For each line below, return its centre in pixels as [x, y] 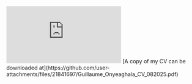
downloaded [22, 68]
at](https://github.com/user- [74, 68]
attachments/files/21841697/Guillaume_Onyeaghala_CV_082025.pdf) [92, 74]
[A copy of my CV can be [154, 61]
